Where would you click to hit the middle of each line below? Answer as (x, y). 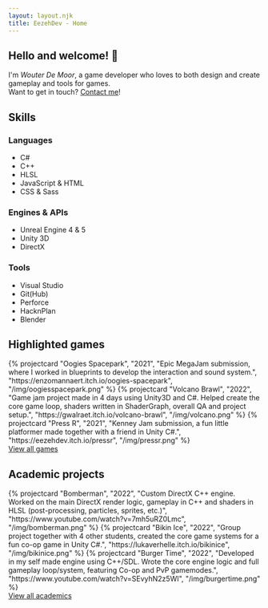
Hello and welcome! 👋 (63, 56)
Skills (22, 117)
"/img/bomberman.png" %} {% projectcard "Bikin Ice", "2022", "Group (125, 528)
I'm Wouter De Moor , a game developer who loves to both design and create (134, 75)
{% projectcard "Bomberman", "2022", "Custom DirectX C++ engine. (122, 493)
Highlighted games (57, 345)
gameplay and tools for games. (59, 83)
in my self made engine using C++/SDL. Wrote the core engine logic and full (134, 561)
